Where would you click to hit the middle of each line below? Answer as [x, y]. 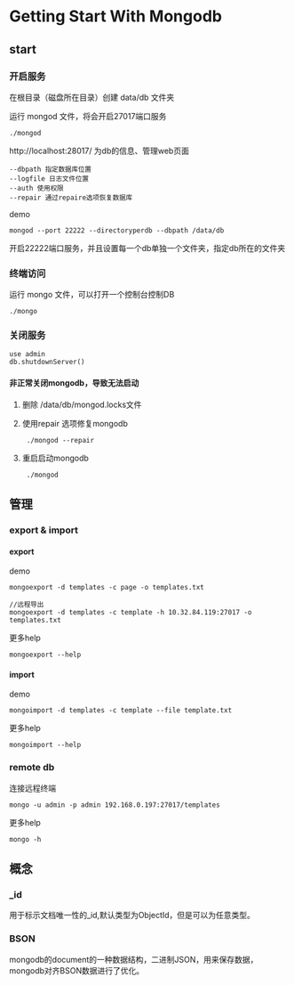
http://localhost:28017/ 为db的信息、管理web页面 [99, 151]
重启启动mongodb [55, 458]
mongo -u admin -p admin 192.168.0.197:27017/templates [115, 805]
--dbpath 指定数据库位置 [50, 169]
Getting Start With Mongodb [115, 16]
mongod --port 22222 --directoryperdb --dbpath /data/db [117, 230]
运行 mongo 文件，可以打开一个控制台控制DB [92, 295]
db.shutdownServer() [48, 362]
